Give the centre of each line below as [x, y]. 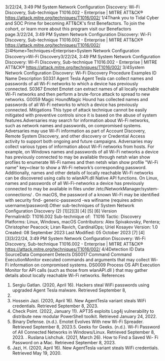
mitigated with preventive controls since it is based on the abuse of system [81, 115]
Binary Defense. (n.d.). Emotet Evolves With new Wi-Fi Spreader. [78, 322]
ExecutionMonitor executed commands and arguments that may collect [77, 260]
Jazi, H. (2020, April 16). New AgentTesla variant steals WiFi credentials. [85, 348]
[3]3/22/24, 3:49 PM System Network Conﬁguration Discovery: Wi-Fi [75, 238]
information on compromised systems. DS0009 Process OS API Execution [85, 265]
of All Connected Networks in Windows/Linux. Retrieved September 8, [83, 332]
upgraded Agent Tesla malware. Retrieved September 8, [69, 290]
